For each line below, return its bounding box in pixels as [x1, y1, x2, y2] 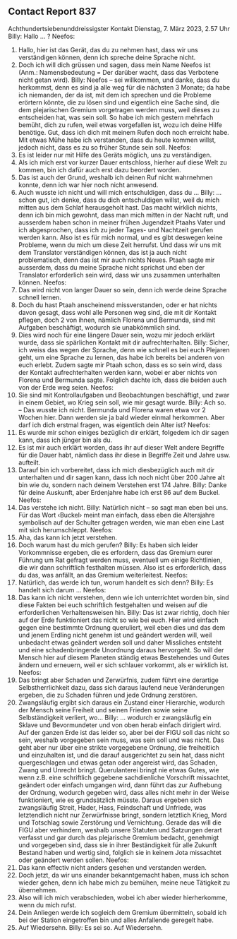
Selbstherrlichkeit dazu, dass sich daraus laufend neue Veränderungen [18, 683, 225, 691]
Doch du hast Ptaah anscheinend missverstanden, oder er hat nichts [18, 300, 218, 309]
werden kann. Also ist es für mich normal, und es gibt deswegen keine [18, 233, 223, 241]
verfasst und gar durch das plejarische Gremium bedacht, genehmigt [18, 833, 219, 842]
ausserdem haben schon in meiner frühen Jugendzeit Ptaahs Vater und [18, 218, 226, 227]
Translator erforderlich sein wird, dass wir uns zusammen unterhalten [18, 270, 221, 279]
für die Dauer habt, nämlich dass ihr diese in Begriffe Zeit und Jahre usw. [18, 450, 231, 459]
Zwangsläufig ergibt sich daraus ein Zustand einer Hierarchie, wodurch [18, 698, 225, 707]
